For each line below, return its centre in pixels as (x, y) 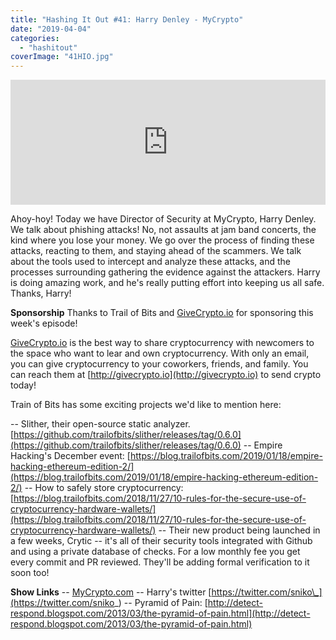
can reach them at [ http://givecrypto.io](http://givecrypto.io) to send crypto (166, 375)
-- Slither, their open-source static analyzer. (100, 424)
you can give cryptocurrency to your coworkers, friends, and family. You (159, 364)
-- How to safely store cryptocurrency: (104, 488)
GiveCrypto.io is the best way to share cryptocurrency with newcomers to (162, 343)
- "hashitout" (48, 47)
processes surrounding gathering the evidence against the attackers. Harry (165, 272)
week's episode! (44, 323)
